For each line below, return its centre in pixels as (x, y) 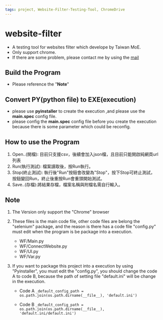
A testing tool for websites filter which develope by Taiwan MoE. (76, 47)
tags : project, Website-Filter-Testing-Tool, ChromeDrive (65, 9)
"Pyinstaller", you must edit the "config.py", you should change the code (84, 271)
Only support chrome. (34, 52)
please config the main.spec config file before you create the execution (84, 121)
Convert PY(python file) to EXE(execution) (71, 99)
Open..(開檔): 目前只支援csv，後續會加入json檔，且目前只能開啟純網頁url (85, 154)
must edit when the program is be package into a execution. (72, 232)
